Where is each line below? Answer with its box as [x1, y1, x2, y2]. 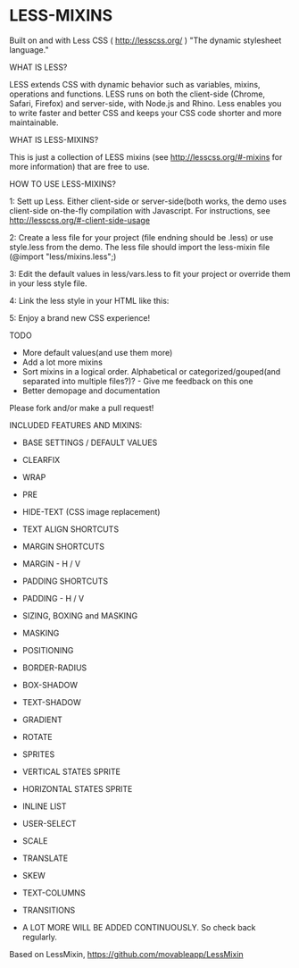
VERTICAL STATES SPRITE [21, 766, 120, 777]
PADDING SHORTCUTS [21, 576, 109, 586]
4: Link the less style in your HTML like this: [9, 295, 170, 306]
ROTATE [21, 731, 53, 742]
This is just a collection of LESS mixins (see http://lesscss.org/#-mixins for [9, 151, 283, 162]
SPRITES [21, 748, 55, 760]
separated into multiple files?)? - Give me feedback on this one [21, 375, 253, 386]
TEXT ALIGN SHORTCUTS [21, 524, 119, 535]
